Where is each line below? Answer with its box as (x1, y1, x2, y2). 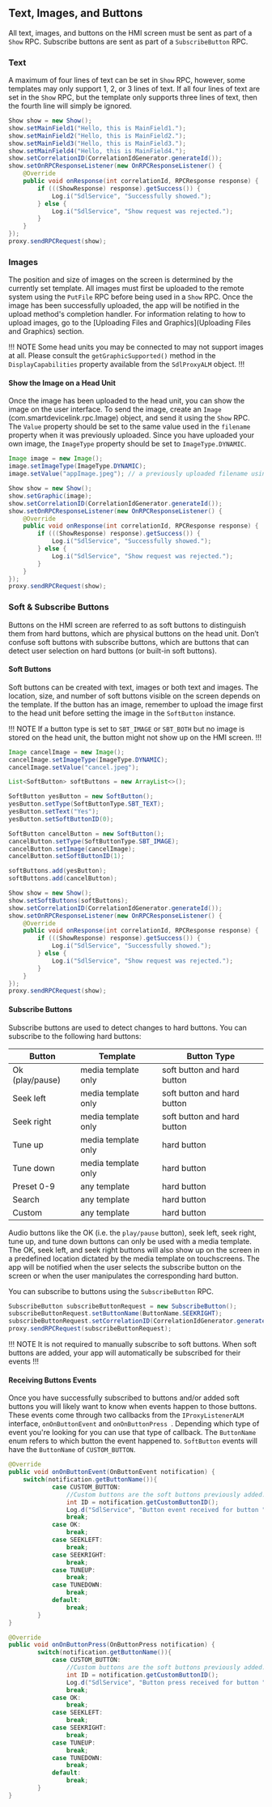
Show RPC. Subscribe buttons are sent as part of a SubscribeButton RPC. (8, 36, 249, 46)
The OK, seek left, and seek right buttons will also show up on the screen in (8, 1245, 261, 1254)
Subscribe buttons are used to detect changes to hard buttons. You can (8, 1023, 247, 1032)
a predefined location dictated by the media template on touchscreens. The (8, 1254, 261, 1263)
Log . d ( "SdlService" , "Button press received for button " (66, 1678, 266, 1686)
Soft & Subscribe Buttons (8, 601, 109, 613)
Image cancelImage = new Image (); (8, 748, 125, 756)
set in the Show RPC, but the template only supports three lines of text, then (8, 92, 257, 102)
